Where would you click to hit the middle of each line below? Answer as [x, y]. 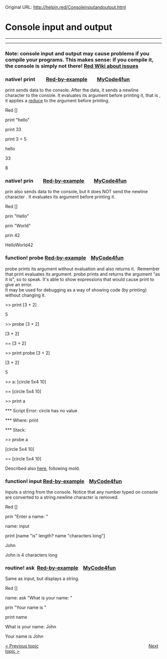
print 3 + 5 [16, 139]
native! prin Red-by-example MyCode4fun [66, 181]
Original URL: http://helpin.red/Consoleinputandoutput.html [66, 7]
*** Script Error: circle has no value [41, 410]
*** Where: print [22, 420]
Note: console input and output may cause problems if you [77, 53]
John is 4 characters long [31, 555]
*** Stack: [16, 430]
